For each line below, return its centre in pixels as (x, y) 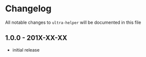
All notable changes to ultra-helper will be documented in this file (73, 22)
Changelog (28, 9)
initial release (26, 50)
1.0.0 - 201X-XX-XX (36, 38)
